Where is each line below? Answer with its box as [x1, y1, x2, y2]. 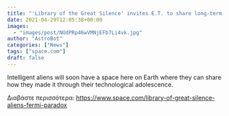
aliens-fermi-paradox [7, 100, 67, 109]
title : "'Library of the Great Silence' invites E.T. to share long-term [7, 10, 223, 17]
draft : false [7, 55, 45, 61]
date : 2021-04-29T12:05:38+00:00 [7, 16, 103, 23]
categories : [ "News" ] [7, 42, 69, 48]
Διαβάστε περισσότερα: [7, 93, 75, 102]
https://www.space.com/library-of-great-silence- [75, 93, 215, 102]
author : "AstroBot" [7, 35, 63, 42]
